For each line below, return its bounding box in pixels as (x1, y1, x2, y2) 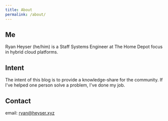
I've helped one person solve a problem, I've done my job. (5, 82, 125, 88)
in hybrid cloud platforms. (5, 49, 59, 55)
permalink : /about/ (5, 12, 46, 17)
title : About (5, 7, 33, 12)
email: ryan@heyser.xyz (5, 109, 55, 115)
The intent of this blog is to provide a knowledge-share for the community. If (5, 77, 163, 83)
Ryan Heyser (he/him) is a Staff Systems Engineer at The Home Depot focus (5, 43, 163, 50)
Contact (5, 96, 31, 105)
